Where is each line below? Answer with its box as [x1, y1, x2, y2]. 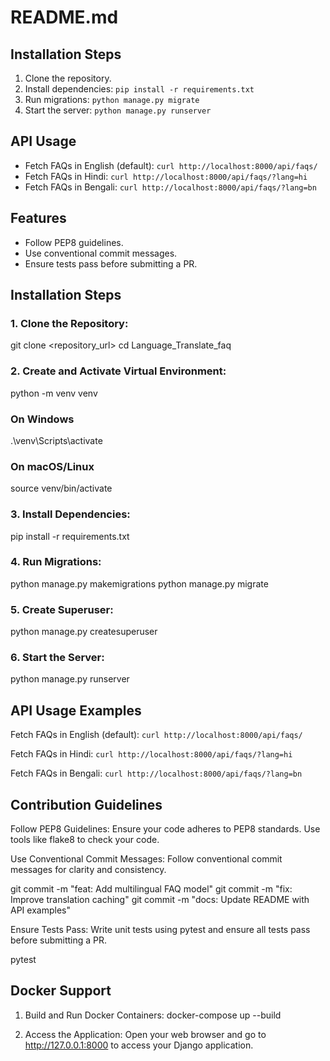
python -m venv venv [10, 387, 98, 399]
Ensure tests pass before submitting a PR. [24, 257, 198, 270]
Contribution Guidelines [10, 796, 163, 813]
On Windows [10, 412, 75, 426]
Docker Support [10, 982, 112, 1000]
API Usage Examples [10, 702, 142, 719]
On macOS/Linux [10, 459, 95, 473]
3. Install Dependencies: [10, 507, 131, 521]
